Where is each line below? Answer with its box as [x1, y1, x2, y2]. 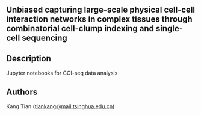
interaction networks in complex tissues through [6, 14, 193, 25]
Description [6, 53, 51, 64]
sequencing [22, 33, 67, 43]
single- [155, 23, 184, 34]
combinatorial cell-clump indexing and [6, 23, 155, 34]
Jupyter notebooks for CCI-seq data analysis [6, 69, 118, 77]
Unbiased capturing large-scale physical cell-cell [6, 5, 196, 15]
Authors [6, 87, 38, 97]
